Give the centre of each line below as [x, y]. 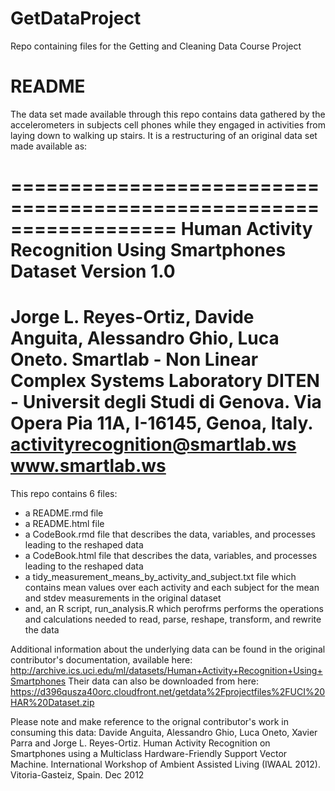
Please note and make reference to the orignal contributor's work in [149, 721]
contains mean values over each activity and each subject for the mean [172, 587]
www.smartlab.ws [88, 466]
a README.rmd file [64, 513]
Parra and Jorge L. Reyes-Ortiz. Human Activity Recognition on [140, 743]
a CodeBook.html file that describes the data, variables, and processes [171, 555]
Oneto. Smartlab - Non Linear [134, 359]
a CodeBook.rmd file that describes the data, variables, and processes [170, 534]
